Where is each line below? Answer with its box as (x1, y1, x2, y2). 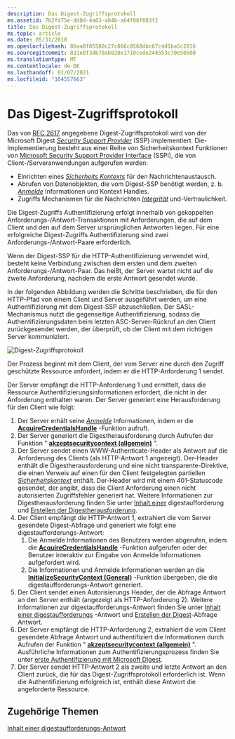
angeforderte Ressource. (17, 685, 90, 693)
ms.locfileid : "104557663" (7, 75, 86, 83)
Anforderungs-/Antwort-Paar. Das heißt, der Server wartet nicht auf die (7, 267, 213, 275)
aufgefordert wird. (27, 559, 81, 567)
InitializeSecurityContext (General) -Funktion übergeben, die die (27, 573, 218, 582)
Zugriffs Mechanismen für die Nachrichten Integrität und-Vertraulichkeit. (17, 194, 227, 204)
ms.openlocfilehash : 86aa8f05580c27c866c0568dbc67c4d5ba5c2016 (7, 43, 196, 50)
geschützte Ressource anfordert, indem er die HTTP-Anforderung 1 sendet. (7, 367, 225, 375)
